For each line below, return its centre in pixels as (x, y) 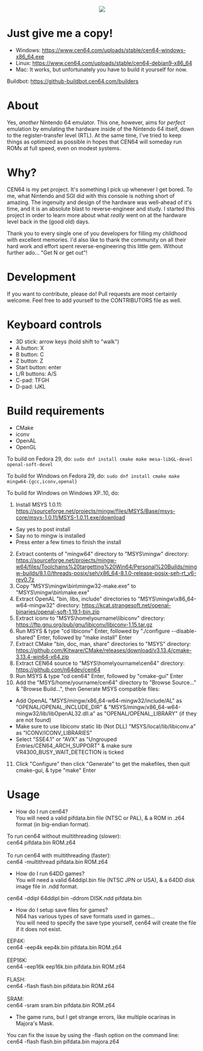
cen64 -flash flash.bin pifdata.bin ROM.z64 (61, 986)
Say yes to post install (43, 529)
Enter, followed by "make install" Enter (84, 637)
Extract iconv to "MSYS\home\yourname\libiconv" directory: (90, 618)
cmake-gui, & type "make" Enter (56, 770)
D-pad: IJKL (31, 386)
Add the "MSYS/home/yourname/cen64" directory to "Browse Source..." (106, 682)
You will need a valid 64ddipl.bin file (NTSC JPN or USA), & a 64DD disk (105, 880)
